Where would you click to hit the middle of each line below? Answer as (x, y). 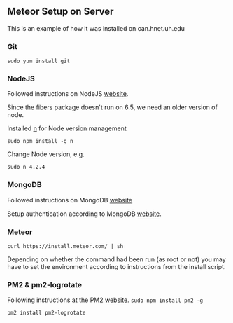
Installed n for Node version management (67, 128)
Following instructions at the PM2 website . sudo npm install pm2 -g (105, 300)
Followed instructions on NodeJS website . (68, 94)
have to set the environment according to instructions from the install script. (116, 267)
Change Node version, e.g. (46, 154)
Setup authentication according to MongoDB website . (85, 214)
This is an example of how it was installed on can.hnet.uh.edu (96, 28)
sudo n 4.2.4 (26, 167)
